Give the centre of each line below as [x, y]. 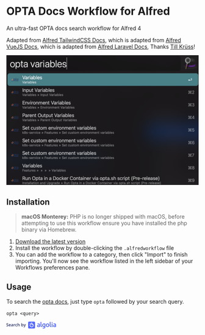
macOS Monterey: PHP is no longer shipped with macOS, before [103, 217]
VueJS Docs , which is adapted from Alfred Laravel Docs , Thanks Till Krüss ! [101, 47]
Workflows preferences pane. [52, 268]
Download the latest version [50, 242]
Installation [28, 202]
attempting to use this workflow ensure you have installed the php [104, 223]
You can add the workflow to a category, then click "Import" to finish [101, 255]
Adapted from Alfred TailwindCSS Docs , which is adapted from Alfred [94, 40]
